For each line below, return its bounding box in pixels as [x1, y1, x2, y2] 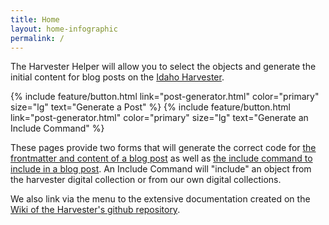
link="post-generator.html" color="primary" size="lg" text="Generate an [10, 112, 309, 124]
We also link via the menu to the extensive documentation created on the [10, 193, 311, 205]
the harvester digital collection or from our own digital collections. [10, 174, 282, 186]
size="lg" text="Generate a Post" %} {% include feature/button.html [10, 101, 291, 113]
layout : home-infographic [10, 24, 118, 34]
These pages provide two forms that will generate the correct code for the [10, 142, 317, 154]
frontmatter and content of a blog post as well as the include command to [10, 152, 313, 165]
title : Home [10, 14, 60, 25]
